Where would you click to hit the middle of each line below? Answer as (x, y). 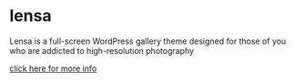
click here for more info (53, 68)
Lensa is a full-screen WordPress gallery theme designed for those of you (148, 41)
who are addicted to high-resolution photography (102, 50)
